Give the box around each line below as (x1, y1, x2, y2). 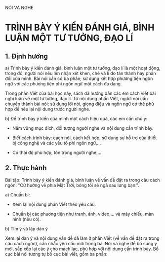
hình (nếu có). (12, 216, 41, 222)
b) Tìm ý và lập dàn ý (5, 225, 48, 231)
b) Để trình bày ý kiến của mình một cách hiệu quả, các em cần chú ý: (5, 116, 148, 121)
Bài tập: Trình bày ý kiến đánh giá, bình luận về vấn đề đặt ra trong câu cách (5, 177, 160, 183)
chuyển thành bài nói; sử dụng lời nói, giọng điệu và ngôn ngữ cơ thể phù (5, 101, 154, 107)
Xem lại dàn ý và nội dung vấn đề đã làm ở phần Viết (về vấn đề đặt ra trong (5, 235, 160, 241)
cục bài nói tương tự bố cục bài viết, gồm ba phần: (5, 251, 108, 257)
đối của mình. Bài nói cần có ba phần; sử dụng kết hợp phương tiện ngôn (5, 75, 153, 81)
